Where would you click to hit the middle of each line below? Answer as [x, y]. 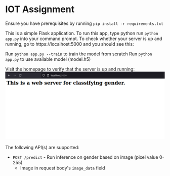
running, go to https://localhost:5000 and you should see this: [70, 44]
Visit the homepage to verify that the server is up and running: [70, 69]
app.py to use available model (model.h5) [48, 59]
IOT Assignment [40, 9]
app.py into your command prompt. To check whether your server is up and [84, 39]
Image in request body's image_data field [62, 168]
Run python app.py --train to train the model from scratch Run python [79, 54]
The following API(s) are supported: [42, 148]
